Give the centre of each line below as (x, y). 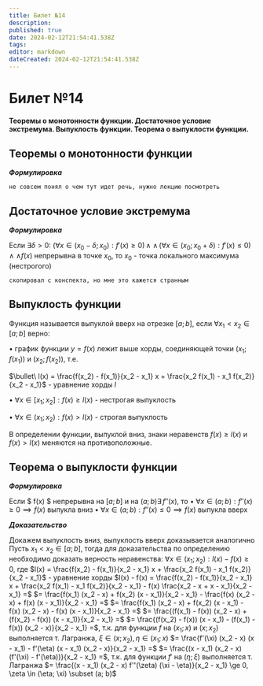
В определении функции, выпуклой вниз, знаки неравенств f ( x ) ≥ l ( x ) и (128, 434)
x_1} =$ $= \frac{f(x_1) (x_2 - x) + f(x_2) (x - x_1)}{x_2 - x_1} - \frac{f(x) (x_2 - (132, 595)
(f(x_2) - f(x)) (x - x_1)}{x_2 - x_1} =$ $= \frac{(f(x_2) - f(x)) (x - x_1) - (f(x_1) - (132, 620)
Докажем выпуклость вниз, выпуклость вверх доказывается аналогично (132, 540)
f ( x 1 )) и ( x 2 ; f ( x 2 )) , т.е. (44, 360)
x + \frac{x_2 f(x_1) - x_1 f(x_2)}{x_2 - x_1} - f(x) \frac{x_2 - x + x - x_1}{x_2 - (130, 586)
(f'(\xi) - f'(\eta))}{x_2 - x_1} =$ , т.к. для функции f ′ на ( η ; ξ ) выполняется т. (131, 656)
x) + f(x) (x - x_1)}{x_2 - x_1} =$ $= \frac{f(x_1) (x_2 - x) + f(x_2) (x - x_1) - (126, 603)
